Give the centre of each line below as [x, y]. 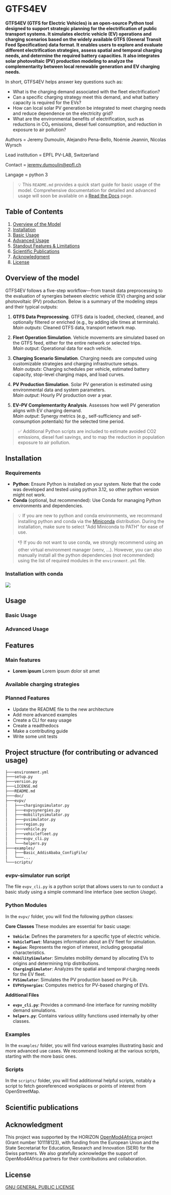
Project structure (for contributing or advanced [82, 752]
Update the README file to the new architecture [63, 709]
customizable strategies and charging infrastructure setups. [76, 364]
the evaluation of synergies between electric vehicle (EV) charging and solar [86, 296]
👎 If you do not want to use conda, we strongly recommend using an [90, 542]
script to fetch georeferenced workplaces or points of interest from [76, 1086]
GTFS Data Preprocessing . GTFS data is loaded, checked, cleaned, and [88, 317]
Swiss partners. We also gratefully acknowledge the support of [71, 1153]
